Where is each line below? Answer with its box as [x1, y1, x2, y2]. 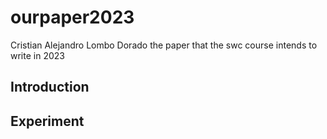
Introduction [10, 79, 90, 96]
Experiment [10, 112, 85, 130]
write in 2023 [10, 49, 65, 61]
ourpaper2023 [10, 6, 135, 29]
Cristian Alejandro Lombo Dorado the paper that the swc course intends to [10, 39, 318, 51]
